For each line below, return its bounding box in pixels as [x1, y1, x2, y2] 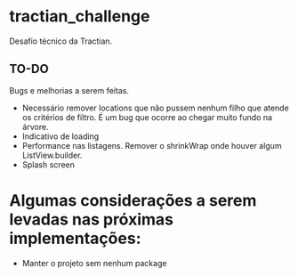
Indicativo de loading [21, 131, 100, 142]
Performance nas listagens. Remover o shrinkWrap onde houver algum [21, 140, 282, 151]
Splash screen [21, 159, 76, 170]
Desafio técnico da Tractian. [9, 36, 113, 46]
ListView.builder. [21, 150, 83, 160]
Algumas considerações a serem [9, 190, 257, 210]
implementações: [9, 228, 141, 248]
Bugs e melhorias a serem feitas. [9, 85, 129, 95]
